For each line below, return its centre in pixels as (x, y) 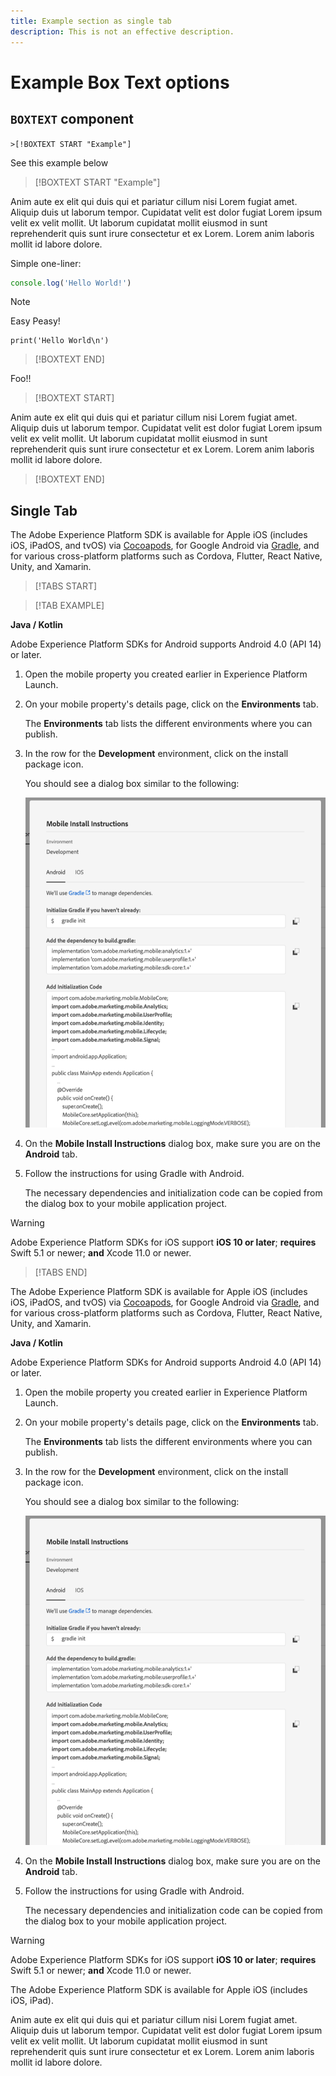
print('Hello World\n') (60, 341)
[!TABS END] (61, 1272)
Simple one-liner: (46, 263)
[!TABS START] (66, 586)
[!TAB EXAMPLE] (69, 606)
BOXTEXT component (72, 119)
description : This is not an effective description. (122, 31)
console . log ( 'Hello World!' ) (71, 283)
